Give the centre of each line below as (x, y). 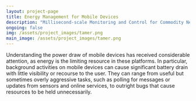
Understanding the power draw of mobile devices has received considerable (98, 55)
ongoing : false (24, 28)
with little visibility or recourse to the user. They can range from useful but (95, 73)
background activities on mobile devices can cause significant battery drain (97, 67)
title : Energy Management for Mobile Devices (62, 17)
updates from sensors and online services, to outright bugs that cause (90, 86)
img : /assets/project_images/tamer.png (55, 33)
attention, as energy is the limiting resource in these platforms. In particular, (97, 61)
